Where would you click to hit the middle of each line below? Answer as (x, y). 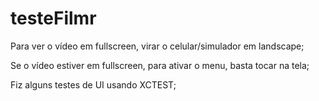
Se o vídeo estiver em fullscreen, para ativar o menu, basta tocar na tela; (160, 65)
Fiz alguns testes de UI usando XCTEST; (93, 84)
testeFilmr (53, 18)
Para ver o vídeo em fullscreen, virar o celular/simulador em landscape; (157, 46)
